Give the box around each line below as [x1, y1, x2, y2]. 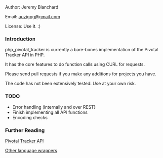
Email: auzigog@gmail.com [5, 14, 60, 19]
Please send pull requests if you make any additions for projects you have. [5, 71, 157, 77]
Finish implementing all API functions [12, 109, 88, 115]
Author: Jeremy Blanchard [5, 4, 59, 10]
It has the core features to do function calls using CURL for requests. [5, 62, 145, 67]
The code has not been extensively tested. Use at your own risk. [5, 81, 136, 87]
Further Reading [5, 126, 45, 133]
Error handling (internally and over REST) [12, 104, 96, 110]
